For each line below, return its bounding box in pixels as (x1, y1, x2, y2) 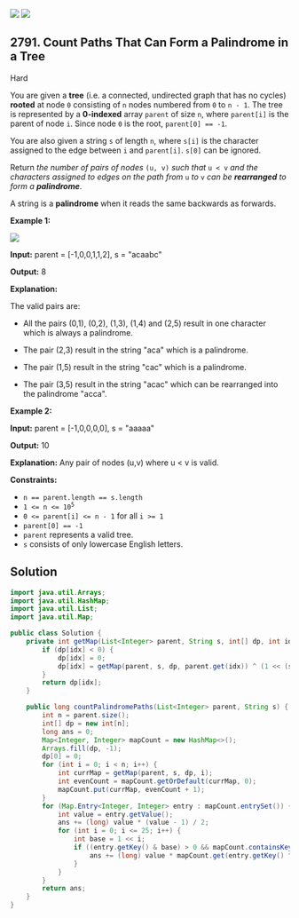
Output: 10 (10, 439, 50, 450)
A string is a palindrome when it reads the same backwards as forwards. (10, 198, 277, 209)
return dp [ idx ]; (42, 678, 102, 687)
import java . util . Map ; (10, 613, 94, 621)
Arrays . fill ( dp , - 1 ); (42, 744, 122, 753)
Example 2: (10, 405, 52, 416)
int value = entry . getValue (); (57, 810, 174, 819)
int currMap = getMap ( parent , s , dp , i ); (57, 769, 214, 778)
